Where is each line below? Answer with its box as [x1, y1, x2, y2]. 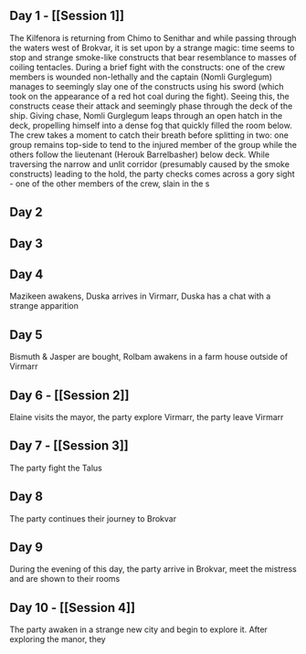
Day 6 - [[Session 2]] [9, 387, 130, 403]
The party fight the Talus [9, 462, 102, 473]
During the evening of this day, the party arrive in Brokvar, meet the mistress [9, 564, 297, 575]
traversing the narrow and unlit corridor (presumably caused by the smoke [9, 158, 290, 169]
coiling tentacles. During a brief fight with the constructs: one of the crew [9, 61, 286, 72]
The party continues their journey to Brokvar [9, 512, 176, 524]
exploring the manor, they [9, 634, 107, 645]
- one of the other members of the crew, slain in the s [9, 178, 210, 189]
